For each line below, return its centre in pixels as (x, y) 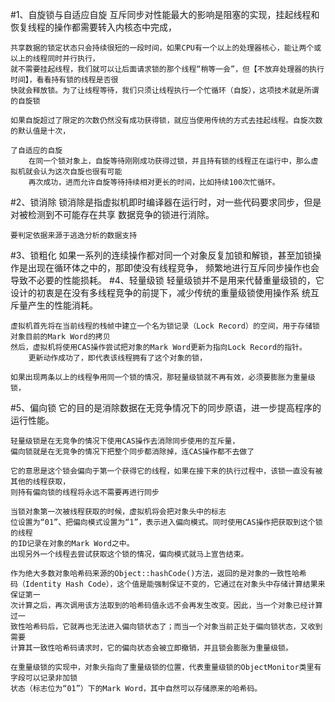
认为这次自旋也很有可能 (81, 172)
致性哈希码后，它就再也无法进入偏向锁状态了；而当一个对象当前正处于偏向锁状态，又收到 (166, 627)
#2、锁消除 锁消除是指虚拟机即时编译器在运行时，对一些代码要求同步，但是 (166, 202)
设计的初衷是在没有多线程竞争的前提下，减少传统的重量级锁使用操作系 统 (160, 292)
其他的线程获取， (40, 482)
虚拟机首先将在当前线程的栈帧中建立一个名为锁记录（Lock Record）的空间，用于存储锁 (165, 326)
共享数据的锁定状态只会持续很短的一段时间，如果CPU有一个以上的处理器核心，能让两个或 (166, 48)
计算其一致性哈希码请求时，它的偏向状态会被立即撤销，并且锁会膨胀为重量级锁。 (151, 648)
